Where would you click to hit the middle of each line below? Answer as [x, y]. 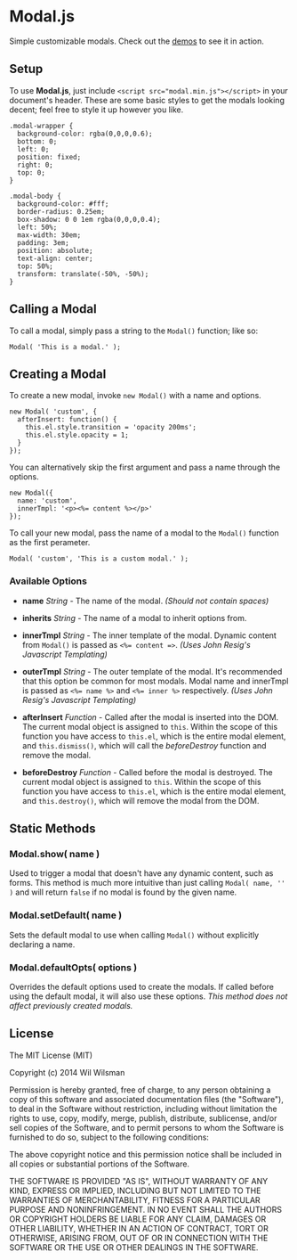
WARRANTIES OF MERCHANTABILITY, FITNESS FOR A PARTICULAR [135, 1199]
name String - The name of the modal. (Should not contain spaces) [145, 601]
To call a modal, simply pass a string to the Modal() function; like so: [134, 331]
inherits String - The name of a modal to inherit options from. [134, 618]
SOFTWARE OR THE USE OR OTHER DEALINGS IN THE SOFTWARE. [134, 1247]
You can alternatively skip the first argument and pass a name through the [145, 467]
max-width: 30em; [49, 235]
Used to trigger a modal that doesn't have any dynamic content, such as [141, 873]
